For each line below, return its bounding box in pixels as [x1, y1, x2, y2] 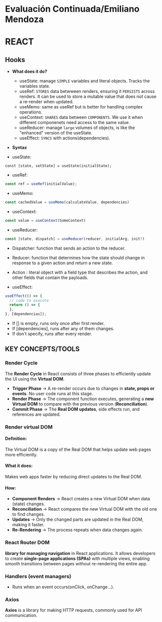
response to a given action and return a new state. [12, 260, 113, 266]
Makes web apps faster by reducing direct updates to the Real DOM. [5, 474, 143, 480]
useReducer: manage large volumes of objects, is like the [19, 125, 135, 130]
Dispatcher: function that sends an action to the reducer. [12, 245, 126, 251]
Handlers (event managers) [5, 573, 72, 579]
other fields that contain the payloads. [12, 275, 89, 280]
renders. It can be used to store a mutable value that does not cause [19, 94, 157, 100]
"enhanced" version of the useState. [19, 130, 92, 136]
